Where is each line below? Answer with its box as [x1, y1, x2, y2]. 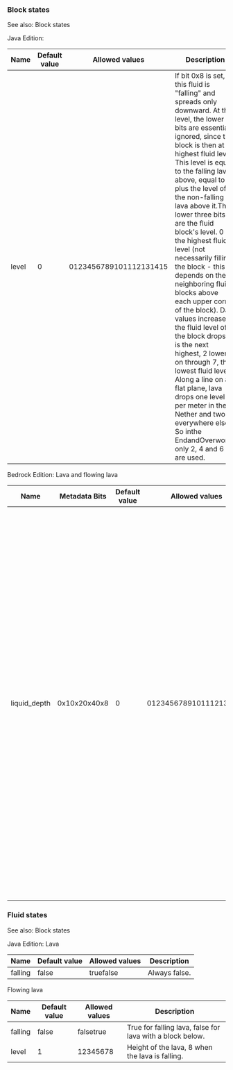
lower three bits [174, 210, 225, 219]
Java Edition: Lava [7, 939, 60, 948]
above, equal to [174, 175, 225, 185]
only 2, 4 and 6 [174, 444, 224, 454]
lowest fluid [174, 366, 213, 376]
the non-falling [174, 192, 224, 202]
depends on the [174, 271, 227, 281]
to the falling [174, 167, 216, 176]
